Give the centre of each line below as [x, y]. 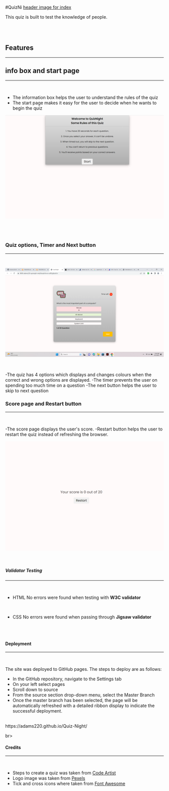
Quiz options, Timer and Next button [51, 245]
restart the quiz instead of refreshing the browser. [57, 434]
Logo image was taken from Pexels [49, 778]
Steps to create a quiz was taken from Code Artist [64, 773]
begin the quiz [27, 108]
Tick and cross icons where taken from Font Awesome [69, 783]
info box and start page [42, 71]
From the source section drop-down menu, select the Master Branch [83, 695]
